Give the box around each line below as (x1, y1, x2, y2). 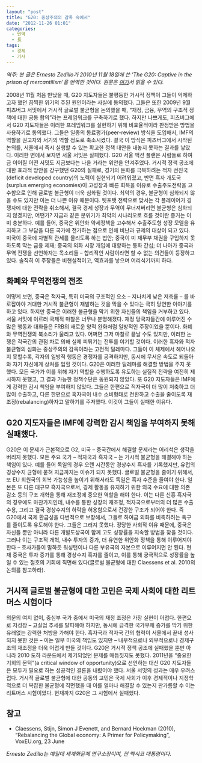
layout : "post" (6, 8, 44, 15)
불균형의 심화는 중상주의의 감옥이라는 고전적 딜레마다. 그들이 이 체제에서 (6, 345, 175, 353)
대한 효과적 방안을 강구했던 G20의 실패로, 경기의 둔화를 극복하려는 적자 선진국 (6, 166, 188, 173)
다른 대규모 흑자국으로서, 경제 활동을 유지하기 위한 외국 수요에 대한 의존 (23, 484, 191, 491)
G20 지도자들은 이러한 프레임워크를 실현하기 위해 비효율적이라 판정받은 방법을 (12, 121, 195, 128)
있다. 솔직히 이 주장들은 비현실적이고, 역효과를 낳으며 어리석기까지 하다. (6, 256, 173, 264)
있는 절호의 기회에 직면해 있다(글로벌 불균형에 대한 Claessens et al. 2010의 (19, 559, 195, 566)
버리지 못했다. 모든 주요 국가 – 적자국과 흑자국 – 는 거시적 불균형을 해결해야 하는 (6, 454, 192, 461)
